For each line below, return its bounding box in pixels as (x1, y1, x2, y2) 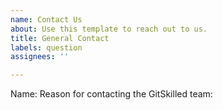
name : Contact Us (10, 14, 83, 25)
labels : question (10, 42, 83, 53)
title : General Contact (10, 33, 110, 43)
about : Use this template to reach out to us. (10, 24, 208, 34)
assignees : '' (10, 52, 70, 62)
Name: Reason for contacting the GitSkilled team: (10, 88, 213, 100)
